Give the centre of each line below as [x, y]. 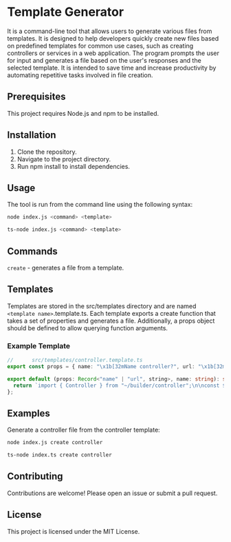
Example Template [39, 345]
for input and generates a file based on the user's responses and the [104, 60]
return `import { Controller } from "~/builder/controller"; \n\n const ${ [121, 385]
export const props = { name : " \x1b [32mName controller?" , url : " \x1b [110, 366]
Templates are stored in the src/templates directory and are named [102, 306]
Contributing [35, 476]
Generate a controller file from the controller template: [84, 430]
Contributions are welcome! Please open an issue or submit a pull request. [112, 493]
